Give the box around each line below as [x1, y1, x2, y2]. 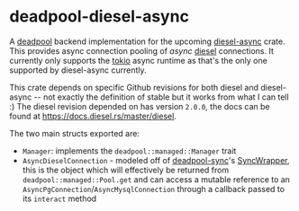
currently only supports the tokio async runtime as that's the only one [9, 55, 267, 66]
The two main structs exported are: [9, 127, 140, 138]
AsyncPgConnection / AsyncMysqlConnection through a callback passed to [22, 183, 285, 194]
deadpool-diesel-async [9, 6, 189, 27]
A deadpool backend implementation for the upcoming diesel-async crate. [9, 36, 285, 47]
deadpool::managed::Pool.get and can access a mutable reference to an [22, 173, 291, 185]
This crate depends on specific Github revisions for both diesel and [9, 82, 259, 92]
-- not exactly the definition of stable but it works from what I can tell [33, 92, 290, 102]
